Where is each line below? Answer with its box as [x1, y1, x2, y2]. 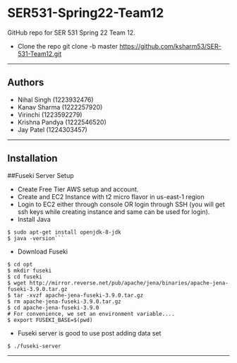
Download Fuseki [17, 247, 68, 256]
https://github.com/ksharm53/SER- [119, 42, 221, 50]
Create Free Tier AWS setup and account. [17, 185, 139, 194]
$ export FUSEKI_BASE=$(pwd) [7, 316, 93, 323]
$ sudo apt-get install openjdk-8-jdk [7, 228, 121, 236]
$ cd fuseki [7, 273, 42, 280]
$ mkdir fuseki [7, 267, 52, 274]
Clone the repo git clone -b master [17, 42, 119, 50]
